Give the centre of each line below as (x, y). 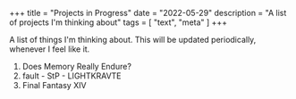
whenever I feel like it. (50, 49)
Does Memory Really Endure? (77, 66)
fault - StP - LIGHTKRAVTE (72, 76)
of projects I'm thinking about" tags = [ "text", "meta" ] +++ (118, 22)
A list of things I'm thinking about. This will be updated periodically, (133, 40)
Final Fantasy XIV (54, 85)
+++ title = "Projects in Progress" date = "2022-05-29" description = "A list (148, 13)
